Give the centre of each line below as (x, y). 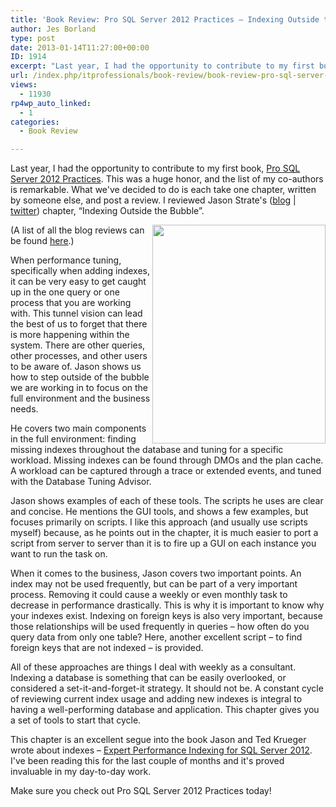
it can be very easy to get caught (78, 282)
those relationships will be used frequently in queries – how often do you (160, 627)
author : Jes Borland (53, 29)
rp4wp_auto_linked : (51, 103)
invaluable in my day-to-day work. (81, 772)
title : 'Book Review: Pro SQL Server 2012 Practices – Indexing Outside (165, 19)
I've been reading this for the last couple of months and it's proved (147, 761)
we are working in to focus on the (79, 388)
